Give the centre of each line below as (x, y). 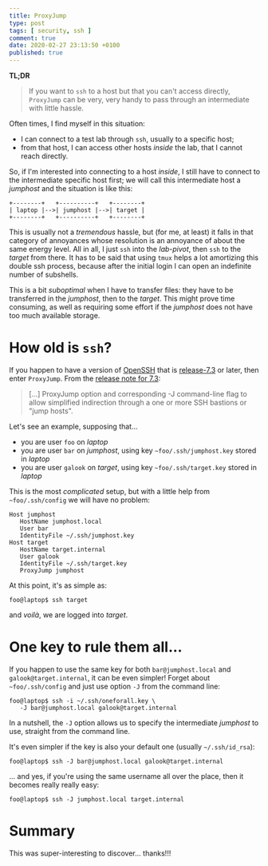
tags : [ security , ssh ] (50, 30)
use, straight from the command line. (70, 731)
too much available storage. (55, 315)
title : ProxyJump (38, 16)
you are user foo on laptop (64, 441)
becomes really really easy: (54, 784)
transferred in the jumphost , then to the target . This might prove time (122, 298)
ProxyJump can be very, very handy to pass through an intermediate (139, 100)
